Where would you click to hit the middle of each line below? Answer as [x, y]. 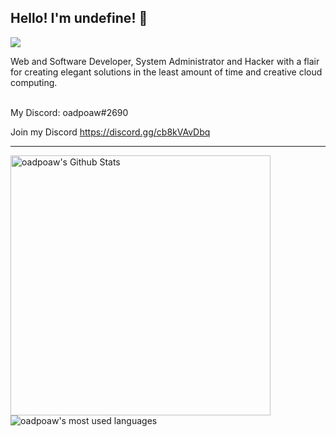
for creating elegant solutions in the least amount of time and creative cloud [166, 72]
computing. [34, 82]
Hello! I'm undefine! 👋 [79, 18]
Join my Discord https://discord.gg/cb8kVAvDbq [110, 132]
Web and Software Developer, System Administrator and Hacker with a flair [165, 61]
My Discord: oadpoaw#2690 [69, 112]
